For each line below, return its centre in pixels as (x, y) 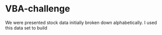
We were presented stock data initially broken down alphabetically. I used (81, 22)
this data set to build (26, 27)
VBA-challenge (38, 9)
